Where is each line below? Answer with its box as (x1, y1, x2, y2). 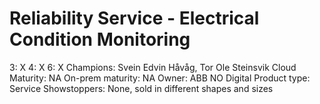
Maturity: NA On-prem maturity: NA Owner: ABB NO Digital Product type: (9, 72, 311, 84)
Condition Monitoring (9, 28, 191, 51)
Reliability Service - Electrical (9, 7, 260, 30)
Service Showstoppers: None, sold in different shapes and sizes (9, 82, 274, 94)
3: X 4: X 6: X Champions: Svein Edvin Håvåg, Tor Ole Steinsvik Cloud (9, 61, 297, 73)
